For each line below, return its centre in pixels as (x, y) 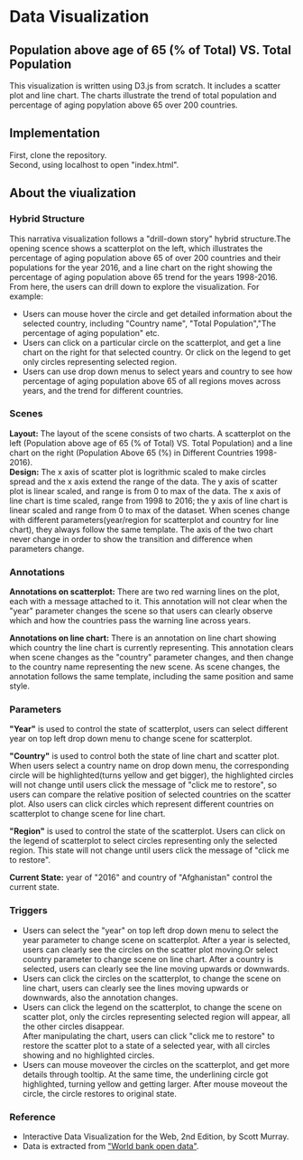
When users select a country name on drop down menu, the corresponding (149, 766)
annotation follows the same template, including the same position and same (151, 677)
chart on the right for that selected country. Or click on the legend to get (156, 352)
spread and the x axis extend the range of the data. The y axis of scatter (143, 482)
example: (26, 296)
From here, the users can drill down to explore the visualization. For (134, 286)
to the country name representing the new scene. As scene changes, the (145, 667)
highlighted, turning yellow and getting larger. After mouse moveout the (155, 1084)
